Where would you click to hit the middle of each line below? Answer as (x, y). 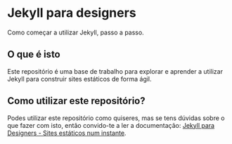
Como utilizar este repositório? (76, 101)
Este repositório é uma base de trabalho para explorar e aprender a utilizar (115, 71)
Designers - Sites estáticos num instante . (67, 133)
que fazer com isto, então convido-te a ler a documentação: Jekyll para (111, 125)
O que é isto (34, 54)
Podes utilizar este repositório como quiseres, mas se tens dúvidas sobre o (116, 118)
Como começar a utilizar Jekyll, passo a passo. (76, 32)
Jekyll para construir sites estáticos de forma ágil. (80, 79)
